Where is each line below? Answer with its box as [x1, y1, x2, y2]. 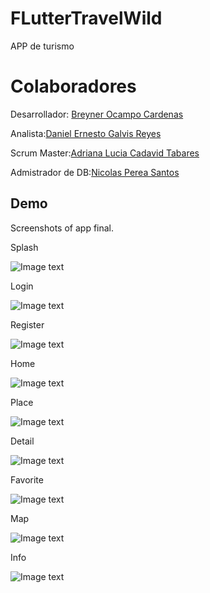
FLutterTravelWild [10, 7, 163, 30]
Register [10, 318, 45, 331]
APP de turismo [10, 40, 75, 52]
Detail [10, 435, 35, 447]
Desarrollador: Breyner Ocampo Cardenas [10, 108, 184, 120]
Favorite [10, 473, 44, 486]
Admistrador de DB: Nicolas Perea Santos [10, 166, 180, 178]
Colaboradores [10, 75, 137, 98]
